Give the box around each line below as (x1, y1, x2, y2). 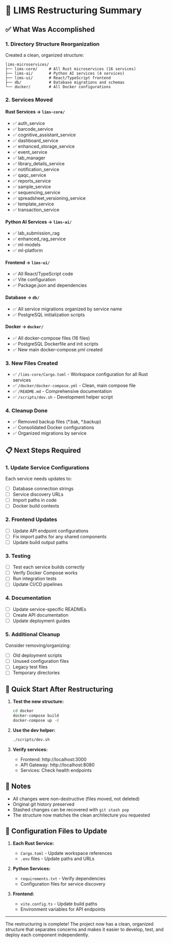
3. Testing (5, 552, 31, 559)
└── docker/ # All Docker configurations (5, 84, 111, 89)
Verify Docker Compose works (12, 570, 78, 576)
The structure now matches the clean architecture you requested (12, 812, 150, 818)
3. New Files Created (5, 360, 58, 367)
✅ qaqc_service (12, 172, 47, 178)
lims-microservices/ (5, 61, 50, 67)
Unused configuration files (12, 658, 69, 664)
